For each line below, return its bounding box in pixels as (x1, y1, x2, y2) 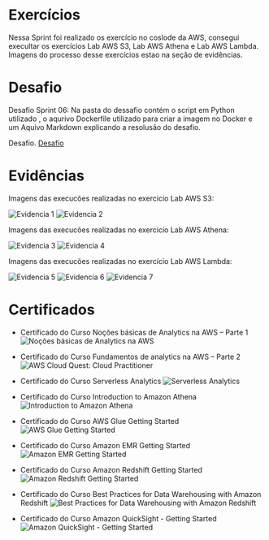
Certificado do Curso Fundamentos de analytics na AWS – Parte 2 (20, 352, 241, 361)
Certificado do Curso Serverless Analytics (20, 376, 162, 386)
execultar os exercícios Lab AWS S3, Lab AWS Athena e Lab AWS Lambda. (8, 41, 259, 50)
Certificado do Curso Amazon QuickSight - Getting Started (20, 513, 217, 523)
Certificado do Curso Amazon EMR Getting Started (20, 440, 191, 450)
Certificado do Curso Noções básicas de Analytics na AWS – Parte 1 (20, 327, 249, 337)
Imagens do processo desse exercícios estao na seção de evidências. (8, 50, 243, 59)
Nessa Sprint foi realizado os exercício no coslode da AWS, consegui (8, 32, 240, 42)
